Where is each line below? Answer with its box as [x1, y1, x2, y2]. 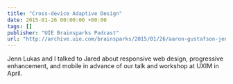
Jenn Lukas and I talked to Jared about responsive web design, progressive [7, 54, 224, 63]
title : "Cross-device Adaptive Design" [7, 10, 123, 17]
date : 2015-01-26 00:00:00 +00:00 [7, 17, 107, 23]
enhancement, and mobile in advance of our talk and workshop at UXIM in [7, 62, 220, 70]
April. [7, 70, 23, 78]
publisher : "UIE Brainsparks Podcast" [7, 29, 119, 36]
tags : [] [7, 23, 33, 30]
